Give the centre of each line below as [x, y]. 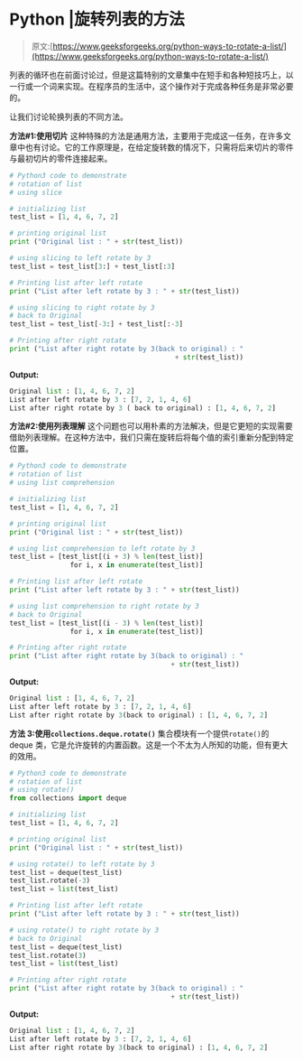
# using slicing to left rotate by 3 [80, 258]
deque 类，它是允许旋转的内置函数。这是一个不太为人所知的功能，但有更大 [149, 745]
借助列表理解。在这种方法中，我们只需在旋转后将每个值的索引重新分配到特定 [151, 437]
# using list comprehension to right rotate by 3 [105, 606]
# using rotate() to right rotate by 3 [84, 930]
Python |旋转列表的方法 [97, 19]
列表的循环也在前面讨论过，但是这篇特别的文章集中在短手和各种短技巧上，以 [151, 75]
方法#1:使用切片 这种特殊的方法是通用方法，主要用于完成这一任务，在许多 [147, 135]
